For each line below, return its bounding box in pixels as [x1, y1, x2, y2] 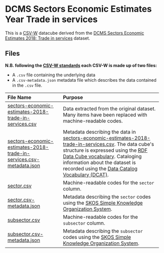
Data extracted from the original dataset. [62, 105, 156, 112]
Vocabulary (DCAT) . [62, 171, 109, 178]
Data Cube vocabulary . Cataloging [62, 153, 142, 160]
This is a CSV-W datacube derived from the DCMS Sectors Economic [5, 30, 144, 36]
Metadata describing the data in [62, 128, 136, 135]
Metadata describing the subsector [62, 228, 143, 234]
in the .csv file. [12, 82, 42, 88]
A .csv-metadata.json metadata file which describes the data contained [12, 77, 157, 83]
